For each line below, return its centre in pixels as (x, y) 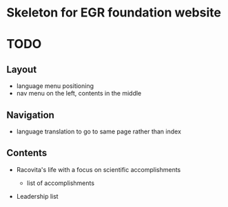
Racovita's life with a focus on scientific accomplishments (99, 169)
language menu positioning (55, 86)
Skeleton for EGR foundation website (114, 13)
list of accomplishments (60, 183)
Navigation (30, 115)
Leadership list (38, 196)
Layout (22, 69)
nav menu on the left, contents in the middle (79, 94)
